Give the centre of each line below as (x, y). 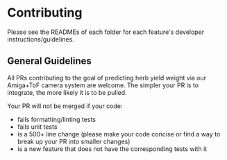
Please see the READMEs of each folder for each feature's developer (106, 32)
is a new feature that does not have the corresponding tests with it (112, 149)
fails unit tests (37, 127)
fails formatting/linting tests (56, 119)
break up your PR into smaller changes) (74, 141)
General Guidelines (49, 61)
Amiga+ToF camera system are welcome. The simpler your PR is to (103, 85)
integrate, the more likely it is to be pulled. (67, 92)
